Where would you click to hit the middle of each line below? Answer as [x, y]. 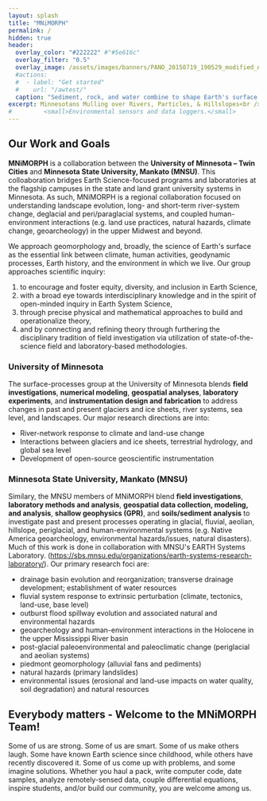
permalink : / [30, 30]
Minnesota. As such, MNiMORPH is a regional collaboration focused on [124, 196]
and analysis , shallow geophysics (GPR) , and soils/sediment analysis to [129, 513]
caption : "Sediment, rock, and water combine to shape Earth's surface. [138, 97]
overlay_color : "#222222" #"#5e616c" [78, 52]
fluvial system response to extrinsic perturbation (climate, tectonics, [131, 597]
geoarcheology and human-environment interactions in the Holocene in [137, 630]
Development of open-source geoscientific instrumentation [117, 459]
